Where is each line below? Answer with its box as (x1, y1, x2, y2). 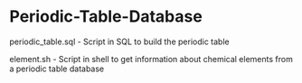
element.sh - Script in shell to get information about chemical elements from (9, 53, 294, 64)
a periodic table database (9, 63, 105, 74)
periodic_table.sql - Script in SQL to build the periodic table (9, 36, 230, 47)
